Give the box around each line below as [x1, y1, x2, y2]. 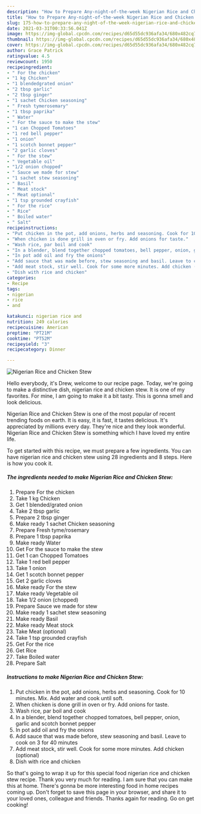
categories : [7, 275, 36, 281]
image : [7, 31, 23, 37]
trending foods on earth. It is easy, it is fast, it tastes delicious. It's [7, 417, 168, 424]
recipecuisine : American [7, 324, 69, 330]
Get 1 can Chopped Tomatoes [15, 552, 89, 559]
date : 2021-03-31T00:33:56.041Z [7, 25, 87, 32]
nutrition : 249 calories [7, 319, 69, 325]
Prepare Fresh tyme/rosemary [15, 527, 89, 534]
